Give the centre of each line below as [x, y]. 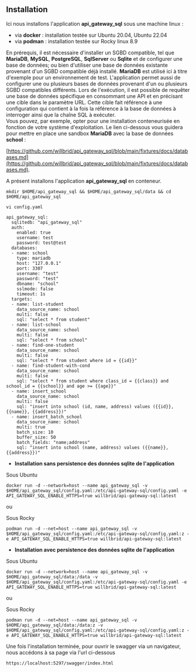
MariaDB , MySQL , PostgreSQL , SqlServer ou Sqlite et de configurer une [94, 58]
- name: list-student [38, 304]
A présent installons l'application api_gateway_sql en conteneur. [84, 181]
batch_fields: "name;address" [54, 442]
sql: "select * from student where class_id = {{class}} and [92, 381]
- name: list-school [36, 325]
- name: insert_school [39, 391]
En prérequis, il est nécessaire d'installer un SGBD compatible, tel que [90, 53]
